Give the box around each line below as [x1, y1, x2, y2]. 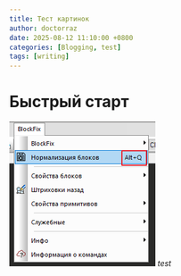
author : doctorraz [9, 23, 78, 33]
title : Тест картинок [9, 14, 90, 23]
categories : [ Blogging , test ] [9, 43, 122, 52]
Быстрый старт [9, 92, 129, 112]
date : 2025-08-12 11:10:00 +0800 [9, 33, 134, 42]
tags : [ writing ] [9, 52, 70, 62]
